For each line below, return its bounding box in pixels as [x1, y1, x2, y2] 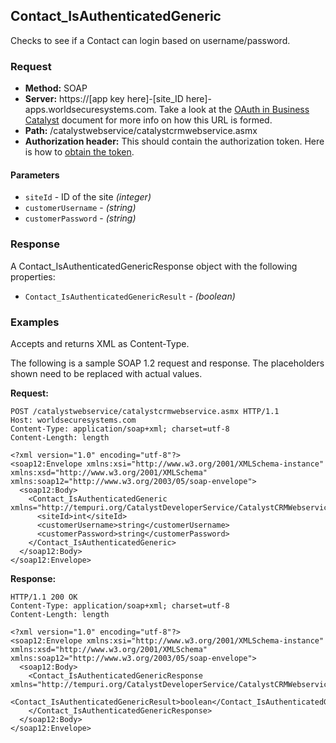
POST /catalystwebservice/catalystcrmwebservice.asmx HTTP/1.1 [10, 406, 280, 416]
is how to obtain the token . [24, 146, 135, 158]
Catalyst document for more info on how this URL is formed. [24, 114, 273, 126]
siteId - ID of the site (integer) [24, 191, 152, 203]
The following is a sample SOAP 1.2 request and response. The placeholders [10, 357, 325, 369]
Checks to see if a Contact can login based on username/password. [10, 34, 291, 46]
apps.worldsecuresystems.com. [24, 104, 157, 116]
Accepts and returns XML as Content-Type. [10, 337, 190, 349]
